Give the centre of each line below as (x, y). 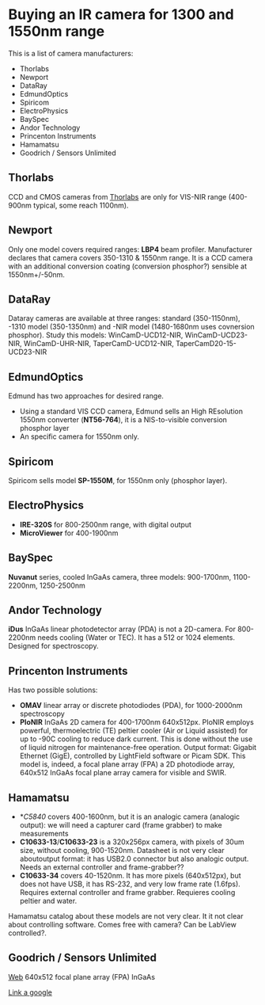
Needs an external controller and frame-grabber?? (102, 867)
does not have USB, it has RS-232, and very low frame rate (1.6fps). (130, 884)
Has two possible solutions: (53, 690)
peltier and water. (48, 901)
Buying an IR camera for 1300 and (121, 15)
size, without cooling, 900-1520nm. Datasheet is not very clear (122, 851)
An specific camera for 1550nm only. (79, 436)
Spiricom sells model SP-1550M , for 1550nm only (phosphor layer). (118, 480)
